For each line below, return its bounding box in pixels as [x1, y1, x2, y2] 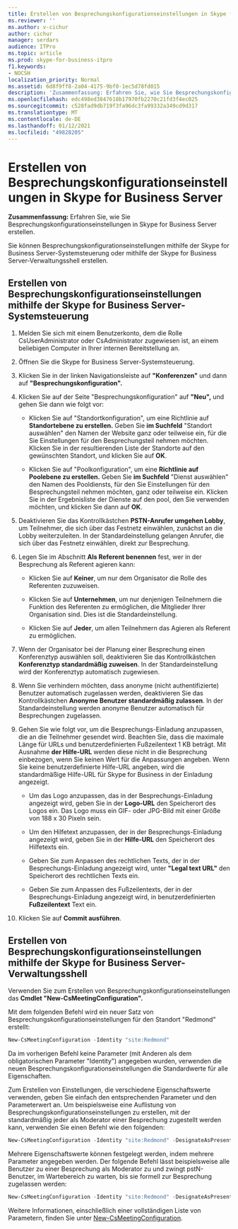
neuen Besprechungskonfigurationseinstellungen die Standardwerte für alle [8, 1064, 228, 1073]
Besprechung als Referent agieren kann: [18, 560, 136, 569]
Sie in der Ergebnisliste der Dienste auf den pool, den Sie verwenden [28, 495, 230, 504]
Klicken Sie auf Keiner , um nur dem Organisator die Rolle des [28, 574, 208, 582]
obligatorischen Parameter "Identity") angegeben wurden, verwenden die [8, 1056, 222, 1065]
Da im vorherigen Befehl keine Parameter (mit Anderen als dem [8, 1049, 192, 1058]
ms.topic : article [8, 50, 62, 57]
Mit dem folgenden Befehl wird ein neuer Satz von [8, 1008, 154, 1016]
